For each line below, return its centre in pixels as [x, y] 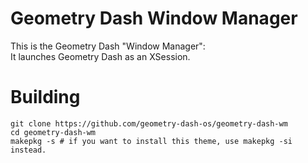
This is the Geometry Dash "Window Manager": [108, 46]
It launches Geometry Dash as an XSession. [100, 56]
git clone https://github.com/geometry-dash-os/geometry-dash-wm [149, 123]
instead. [28, 150]
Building [45, 97]
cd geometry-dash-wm [53, 132]
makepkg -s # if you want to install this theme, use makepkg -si [151, 141]
